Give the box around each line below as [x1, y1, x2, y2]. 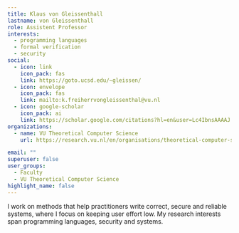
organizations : [7, 123, 53, 130]
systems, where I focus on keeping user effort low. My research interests [7, 209, 221, 218]
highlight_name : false [7, 182, 75, 190]
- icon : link [14, 63, 53, 71]
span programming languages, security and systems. [7, 217, 164, 225]
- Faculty [14, 169, 43, 176]
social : [7, 57, 31, 64]
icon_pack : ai [20, 110, 62, 117]
